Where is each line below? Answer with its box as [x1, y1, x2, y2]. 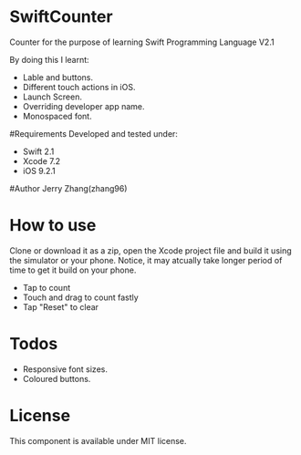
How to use [9, 215, 97, 236]
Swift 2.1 [22, 146, 55, 157]
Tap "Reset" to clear [22, 301, 99, 312]
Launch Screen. [22, 91, 82, 102]
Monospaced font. [22, 110, 93, 121]
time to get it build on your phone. [9, 264, 137, 275]
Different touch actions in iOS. [22, 81, 136, 92]
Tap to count [22, 282, 71, 293]
